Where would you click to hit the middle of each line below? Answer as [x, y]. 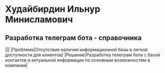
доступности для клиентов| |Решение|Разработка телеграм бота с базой [82, 55]
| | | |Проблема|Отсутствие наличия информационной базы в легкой [76, 50]
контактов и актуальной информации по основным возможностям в [78, 60]
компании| [16, 65]
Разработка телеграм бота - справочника [74, 38]
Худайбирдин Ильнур [53, 9]
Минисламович [39, 19]
